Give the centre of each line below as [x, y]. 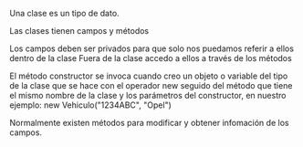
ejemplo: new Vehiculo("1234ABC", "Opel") [90, 105]
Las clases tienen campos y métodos [79, 31]
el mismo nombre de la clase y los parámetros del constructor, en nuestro [148, 95]
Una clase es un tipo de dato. [65, 13]
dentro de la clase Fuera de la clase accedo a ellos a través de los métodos [151, 58]
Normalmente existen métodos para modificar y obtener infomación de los [149, 123]
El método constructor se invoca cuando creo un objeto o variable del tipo [149, 76]
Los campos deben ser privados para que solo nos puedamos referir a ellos [152, 48]
